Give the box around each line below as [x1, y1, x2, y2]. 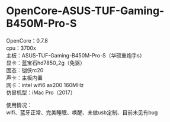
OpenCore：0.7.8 [6, 37, 49, 44]
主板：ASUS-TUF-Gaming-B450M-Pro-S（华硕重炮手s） [6, 52, 145, 59]
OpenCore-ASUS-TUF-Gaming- [6, 4, 165, 18]
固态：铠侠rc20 [6, 66, 44, 73]
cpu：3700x [6, 44, 37, 52]
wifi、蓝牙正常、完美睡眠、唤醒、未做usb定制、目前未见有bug [6, 108, 158, 116]
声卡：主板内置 [6, 74, 43, 81]
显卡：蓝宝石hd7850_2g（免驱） [6, 59, 86, 66]
